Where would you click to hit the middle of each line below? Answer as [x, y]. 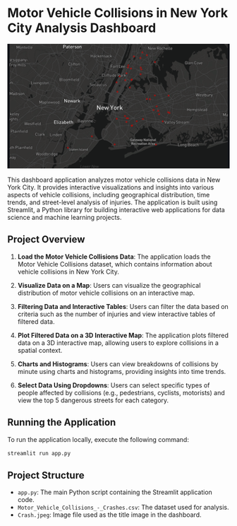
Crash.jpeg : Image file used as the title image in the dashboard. [109, 515]
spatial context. [40, 350]
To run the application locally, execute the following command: [98, 439]
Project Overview [46, 239]
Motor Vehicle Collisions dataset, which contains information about [115, 264]
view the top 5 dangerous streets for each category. [93, 400]
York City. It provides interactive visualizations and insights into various [111, 187]
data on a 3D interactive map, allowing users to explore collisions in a [118, 343]
